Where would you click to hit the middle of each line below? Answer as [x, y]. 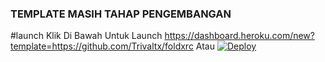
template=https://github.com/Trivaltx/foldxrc [102, 46]
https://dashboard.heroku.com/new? [239, 36]
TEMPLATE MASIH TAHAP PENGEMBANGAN [121, 14]
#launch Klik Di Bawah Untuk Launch [86, 36]
